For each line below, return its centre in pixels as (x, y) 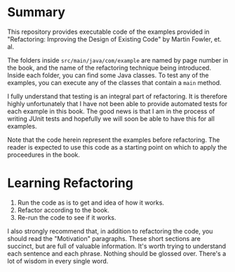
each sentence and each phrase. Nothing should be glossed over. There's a (117, 253)
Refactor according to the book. (63, 210)
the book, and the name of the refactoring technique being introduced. (109, 67)
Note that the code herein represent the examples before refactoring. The (114, 140)
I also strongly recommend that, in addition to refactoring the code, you (110, 231)
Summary (36, 12)
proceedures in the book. (44, 155)
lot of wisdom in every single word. (58, 261)
